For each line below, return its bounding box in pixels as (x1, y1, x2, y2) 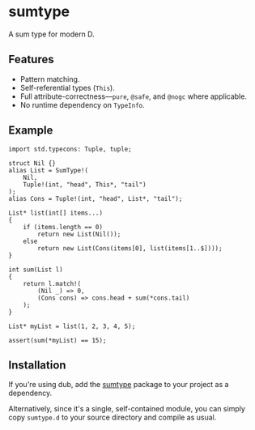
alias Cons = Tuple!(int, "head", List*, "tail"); (8, 194, 183, 202)
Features (8, 53, 54, 66)
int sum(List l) (8, 266, 63, 274)
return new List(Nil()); (37, 230, 121, 238)
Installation (8, 358, 66, 372)
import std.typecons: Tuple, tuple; (8, 145, 132, 153)
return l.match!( (23, 279, 82, 287)
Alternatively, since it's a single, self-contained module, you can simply (8, 404, 245, 414)
